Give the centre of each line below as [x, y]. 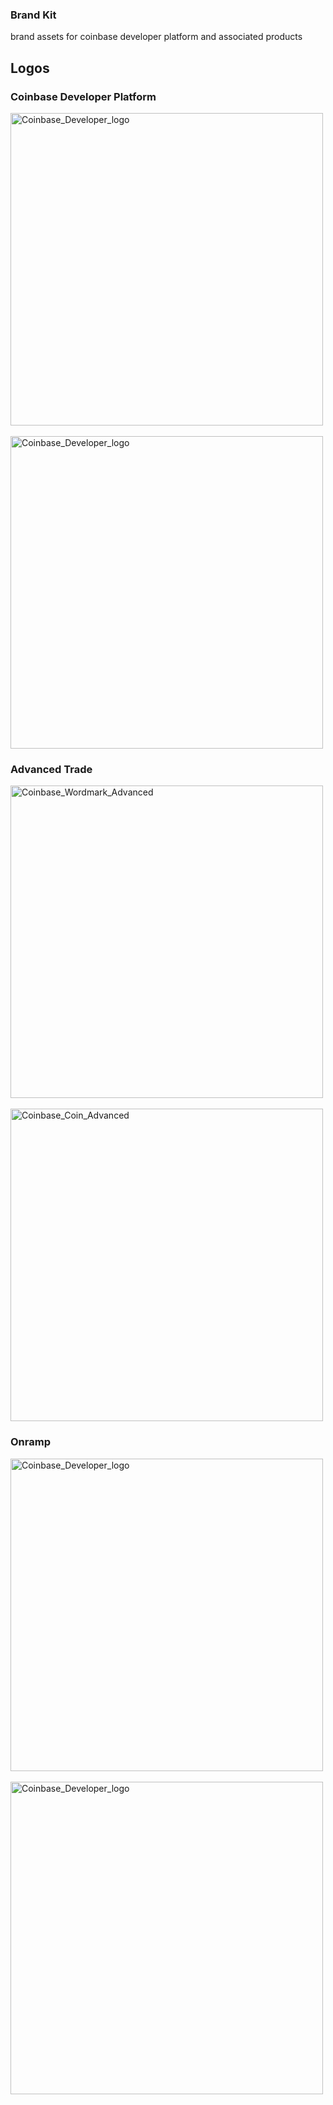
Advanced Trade [51, 769]
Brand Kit [33, 15]
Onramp [30, 1442]
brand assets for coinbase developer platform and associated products [156, 37]
